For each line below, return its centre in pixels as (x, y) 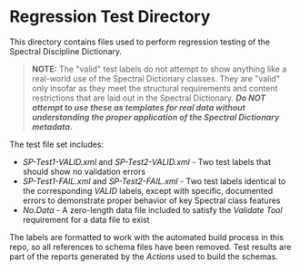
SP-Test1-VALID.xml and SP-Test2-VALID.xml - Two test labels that (146, 161)
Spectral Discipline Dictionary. (66, 51)
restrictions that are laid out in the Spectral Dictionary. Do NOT (149, 98)
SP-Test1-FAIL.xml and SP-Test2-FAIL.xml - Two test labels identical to (154, 181)
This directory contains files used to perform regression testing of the (140, 42)
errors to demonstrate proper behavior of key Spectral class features (151, 200)
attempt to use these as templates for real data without (138, 107)
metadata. (52, 126)
